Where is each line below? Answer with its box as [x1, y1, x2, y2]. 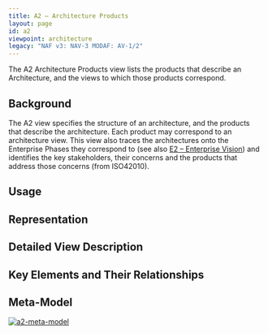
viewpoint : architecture [8, 34, 93, 43]
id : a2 [8, 27, 31, 35]
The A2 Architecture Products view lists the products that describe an [8, 64, 242, 74]
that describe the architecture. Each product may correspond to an [8, 127, 232, 137]
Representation [8, 212, 89, 226]
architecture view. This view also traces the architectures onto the [8, 135, 229, 145]
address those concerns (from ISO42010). [8, 161, 150, 171]
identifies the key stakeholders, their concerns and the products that [8, 152, 238, 163]
